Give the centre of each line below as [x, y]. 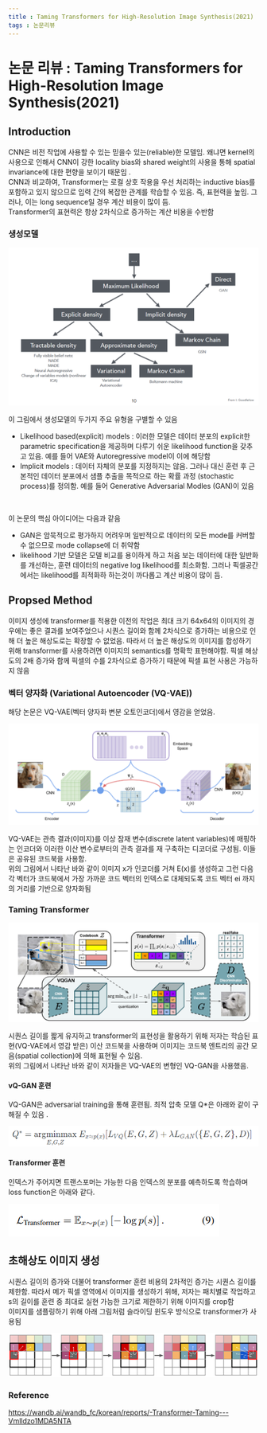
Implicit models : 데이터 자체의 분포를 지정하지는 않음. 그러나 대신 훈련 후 [133, 466]
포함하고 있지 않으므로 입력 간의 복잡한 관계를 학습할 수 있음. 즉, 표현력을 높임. [129, 192]
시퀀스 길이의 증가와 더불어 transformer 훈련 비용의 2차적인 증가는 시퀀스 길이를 [132, 1281]
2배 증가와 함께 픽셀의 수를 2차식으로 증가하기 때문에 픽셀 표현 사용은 [130, 660]
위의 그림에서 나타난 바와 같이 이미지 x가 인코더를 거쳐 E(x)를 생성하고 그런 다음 [131, 869]
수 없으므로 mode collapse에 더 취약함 [80, 545]
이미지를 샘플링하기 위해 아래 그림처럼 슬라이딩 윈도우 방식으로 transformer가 [128, 1311]
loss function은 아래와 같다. [52, 1192]
